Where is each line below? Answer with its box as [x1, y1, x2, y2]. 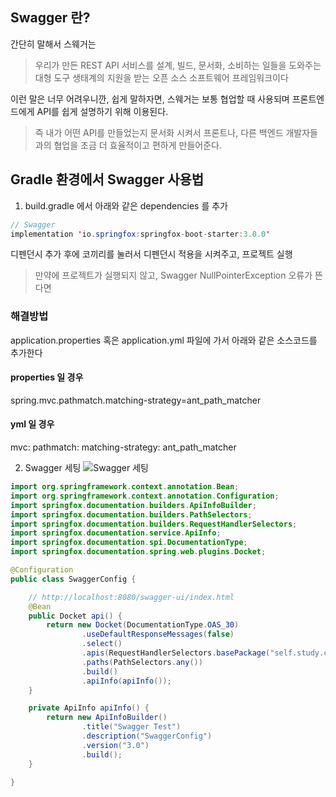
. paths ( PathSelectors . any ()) [81, 657, 203, 667]
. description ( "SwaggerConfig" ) [81, 731, 213, 742]
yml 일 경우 [10, 418, 55, 430]
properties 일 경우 [10, 371, 84, 383]
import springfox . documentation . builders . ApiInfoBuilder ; [10, 500, 257, 510]
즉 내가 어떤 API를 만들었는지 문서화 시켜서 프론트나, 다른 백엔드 [34, 126, 284, 138]
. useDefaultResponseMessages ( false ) [81, 629, 235, 640]
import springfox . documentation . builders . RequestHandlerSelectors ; [10, 519, 298, 529]
